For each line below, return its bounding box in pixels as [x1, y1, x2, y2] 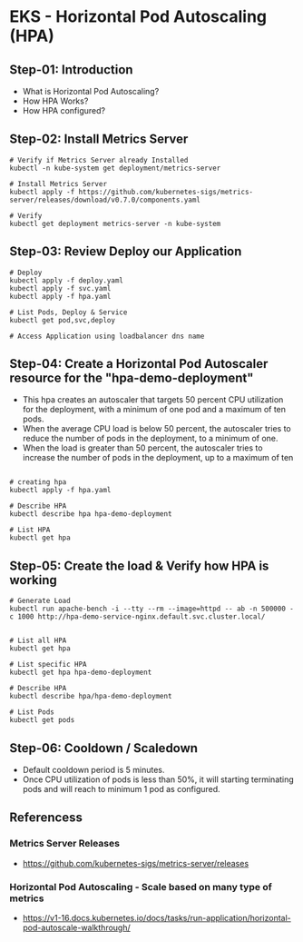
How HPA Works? [22, 95, 89, 106]
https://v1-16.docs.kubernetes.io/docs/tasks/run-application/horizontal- [22, 913, 292, 924]
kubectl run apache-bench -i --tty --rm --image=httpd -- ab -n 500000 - [9, 604, 295, 614]
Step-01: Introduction [9, 62, 133, 77]
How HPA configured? [22, 105, 106, 115]
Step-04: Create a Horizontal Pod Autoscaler [9, 356, 269, 372]
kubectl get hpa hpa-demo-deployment [9, 668, 152, 678]
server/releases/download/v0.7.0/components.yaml [9, 195, 201, 204]
